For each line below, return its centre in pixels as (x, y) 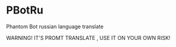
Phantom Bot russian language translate (55, 26)
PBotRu (25, 10)
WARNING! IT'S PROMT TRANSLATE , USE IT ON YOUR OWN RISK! (88, 38)
